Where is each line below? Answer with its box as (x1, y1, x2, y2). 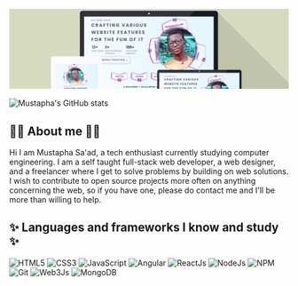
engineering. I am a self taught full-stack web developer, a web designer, (9, 156, 277, 168)
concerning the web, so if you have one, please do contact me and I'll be (9, 185, 276, 195)
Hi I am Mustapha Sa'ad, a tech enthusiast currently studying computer (9, 147, 270, 158)
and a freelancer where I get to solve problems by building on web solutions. (9, 166, 289, 177)
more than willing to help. (9, 195, 102, 205)
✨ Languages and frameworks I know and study (9, 220, 279, 235)
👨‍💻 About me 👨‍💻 (9, 123, 101, 139)
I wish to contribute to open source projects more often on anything (9, 176, 256, 187)
